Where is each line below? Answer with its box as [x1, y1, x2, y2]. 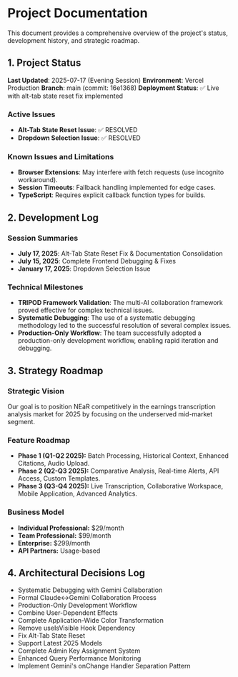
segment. [7, 418, 36, 426]
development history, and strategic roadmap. [7, 36, 140, 44]
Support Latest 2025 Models [17, 639, 102, 648]
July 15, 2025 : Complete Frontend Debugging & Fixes [17, 257, 177, 266]
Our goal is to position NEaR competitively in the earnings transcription [7, 402, 216, 411]
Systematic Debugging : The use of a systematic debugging [17, 314, 195, 322]
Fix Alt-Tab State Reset [17, 631, 86, 640]
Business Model [7, 507, 64, 517]
